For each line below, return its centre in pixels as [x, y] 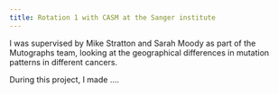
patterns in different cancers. [64, 62]
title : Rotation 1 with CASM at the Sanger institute [113, 17]
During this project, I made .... [65, 79]
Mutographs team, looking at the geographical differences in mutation [139, 52]
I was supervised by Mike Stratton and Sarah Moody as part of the [133, 43]
